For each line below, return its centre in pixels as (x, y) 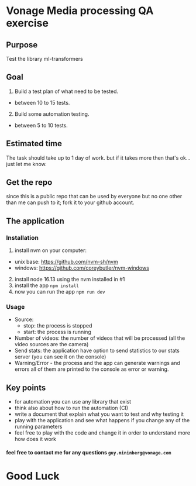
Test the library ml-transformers (44, 59)
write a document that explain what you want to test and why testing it (99, 414)
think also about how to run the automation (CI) (71, 408)
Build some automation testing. (52, 114)
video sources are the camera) (51, 344)
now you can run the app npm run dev (60, 292)
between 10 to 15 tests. (42, 102)
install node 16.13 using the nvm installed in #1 (70, 280)
